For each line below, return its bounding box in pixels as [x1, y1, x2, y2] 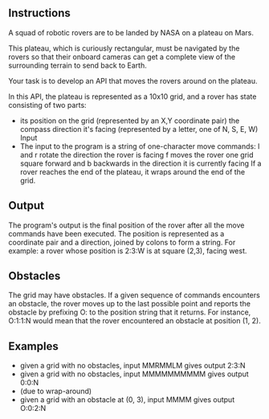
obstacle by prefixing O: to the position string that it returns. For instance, [8, 307, 251, 317]
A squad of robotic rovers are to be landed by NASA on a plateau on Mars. [8, 27, 255, 37]
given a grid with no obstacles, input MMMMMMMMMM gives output [19, 369, 249, 379]
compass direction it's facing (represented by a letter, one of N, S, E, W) [19, 124, 259, 134]
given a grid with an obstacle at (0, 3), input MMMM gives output [19, 395, 235, 405]
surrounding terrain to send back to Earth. [8, 60, 147, 70]
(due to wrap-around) [19, 386, 92, 396]
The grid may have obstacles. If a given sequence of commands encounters [8, 290, 261, 300]
